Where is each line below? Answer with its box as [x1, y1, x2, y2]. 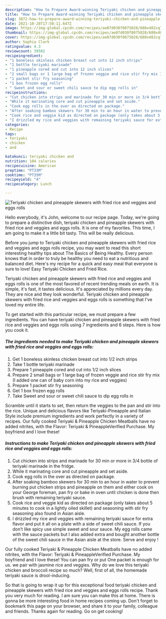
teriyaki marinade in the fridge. [12, 463, 75, 469]
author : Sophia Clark [5, 40, 50, 44]
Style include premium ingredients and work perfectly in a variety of [5, 413, 144, 419]
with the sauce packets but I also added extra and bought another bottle [12, 531, 160, 537]
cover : [5, 35, 19, 40]
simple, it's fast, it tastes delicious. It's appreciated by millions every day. [5, 286, 154, 292]
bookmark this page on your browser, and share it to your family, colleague [5, 603, 158, 609]
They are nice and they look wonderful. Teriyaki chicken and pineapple [5, 291, 150, 297]
